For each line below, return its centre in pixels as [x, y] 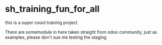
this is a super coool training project [41, 22]
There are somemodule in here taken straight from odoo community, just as [81, 32]
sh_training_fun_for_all [52, 9]
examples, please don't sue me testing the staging [56, 37]
